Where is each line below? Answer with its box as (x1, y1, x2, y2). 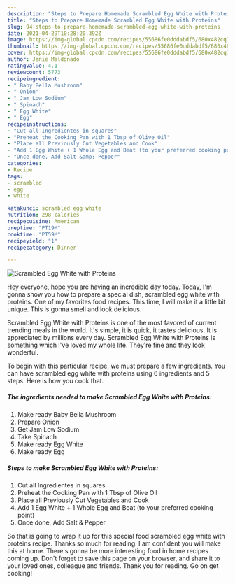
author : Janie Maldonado (7, 56, 80, 63)
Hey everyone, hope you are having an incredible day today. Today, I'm (7, 283, 212, 291)
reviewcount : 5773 (7, 69, 61, 76)
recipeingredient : (7, 75, 61, 83)
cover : (7, 50, 27, 57)
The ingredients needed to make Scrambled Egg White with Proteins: (7, 392, 212, 401)
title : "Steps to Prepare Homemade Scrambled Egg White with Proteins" (7, 17, 220, 24)
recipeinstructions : (7, 120, 68, 128)
